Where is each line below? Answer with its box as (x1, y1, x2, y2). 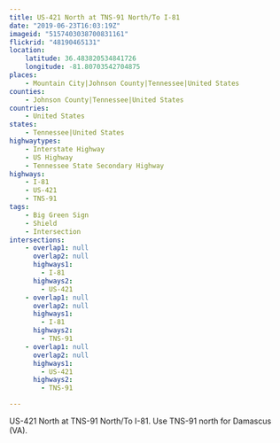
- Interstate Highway (25, 144, 105, 153)
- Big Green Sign (25, 210, 89, 220)
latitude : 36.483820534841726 (25, 54, 137, 63)
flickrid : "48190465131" (9, 37, 101, 47)
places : (9, 71, 38, 80)
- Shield (25, 219, 58, 228)
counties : (9, 87, 46, 96)
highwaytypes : (9, 136, 62, 145)
